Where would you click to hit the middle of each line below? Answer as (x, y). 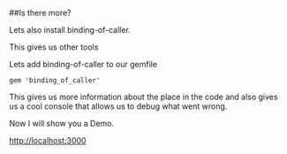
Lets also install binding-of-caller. (70, 30)
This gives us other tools (54, 47)
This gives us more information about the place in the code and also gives (143, 97)
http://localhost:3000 (48, 140)
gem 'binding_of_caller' (55, 81)
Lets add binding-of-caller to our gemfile (83, 64)
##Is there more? (40, 13)
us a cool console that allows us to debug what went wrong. (118, 106)
